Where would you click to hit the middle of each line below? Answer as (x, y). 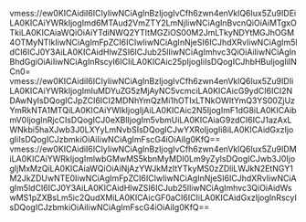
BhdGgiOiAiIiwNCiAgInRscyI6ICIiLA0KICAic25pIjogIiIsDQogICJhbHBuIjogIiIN (153, 62)
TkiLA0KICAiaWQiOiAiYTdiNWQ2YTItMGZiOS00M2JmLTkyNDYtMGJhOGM (152, 32)
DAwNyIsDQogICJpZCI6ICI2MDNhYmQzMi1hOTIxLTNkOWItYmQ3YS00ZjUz (152, 100)
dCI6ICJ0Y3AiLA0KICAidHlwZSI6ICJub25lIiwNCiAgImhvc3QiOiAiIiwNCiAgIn (153, 52)
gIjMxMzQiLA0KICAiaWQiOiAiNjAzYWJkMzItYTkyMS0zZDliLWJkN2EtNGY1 (152, 169)
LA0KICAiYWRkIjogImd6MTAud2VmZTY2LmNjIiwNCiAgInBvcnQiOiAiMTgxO (153, 23)
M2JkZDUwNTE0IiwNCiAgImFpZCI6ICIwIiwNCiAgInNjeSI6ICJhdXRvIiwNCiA (153, 178)
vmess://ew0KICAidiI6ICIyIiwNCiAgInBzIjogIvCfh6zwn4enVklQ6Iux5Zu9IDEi (153, 13)
